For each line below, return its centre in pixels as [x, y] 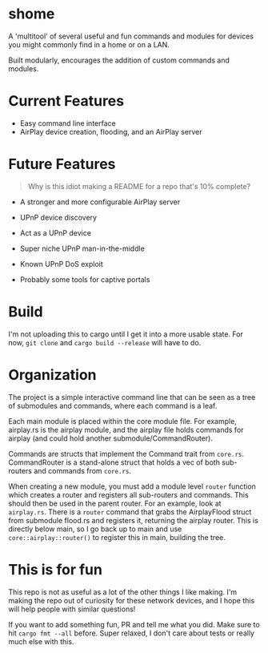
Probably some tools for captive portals [85, 279]
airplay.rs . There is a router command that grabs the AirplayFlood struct [130, 512]
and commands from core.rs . [82, 470]
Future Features [62, 164]
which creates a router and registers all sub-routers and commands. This [129, 494]
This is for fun [55, 569]
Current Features [66, 101]
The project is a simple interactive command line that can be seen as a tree [132, 397]
